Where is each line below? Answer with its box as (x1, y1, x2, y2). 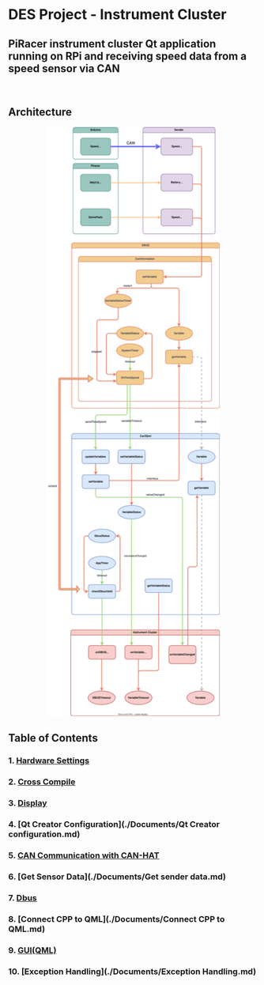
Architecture (8, 105, 73, 119)
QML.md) (8, 923, 46, 934)
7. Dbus (8, 892, 37, 903)
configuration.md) (8, 828, 81, 840)
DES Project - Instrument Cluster (8, 6, 227, 24)
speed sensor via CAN (8, 62, 120, 75)
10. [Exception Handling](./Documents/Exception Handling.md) (8, 966, 257, 977)
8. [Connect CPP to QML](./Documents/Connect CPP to (8, 913, 225, 924)
